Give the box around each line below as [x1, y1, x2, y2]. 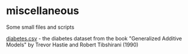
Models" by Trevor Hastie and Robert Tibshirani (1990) [6, 41, 138, 48]
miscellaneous [6, 4, 80, 18]
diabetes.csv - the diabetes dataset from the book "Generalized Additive [6, 35, 182, 42]
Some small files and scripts [6, 23, 75, 31]
